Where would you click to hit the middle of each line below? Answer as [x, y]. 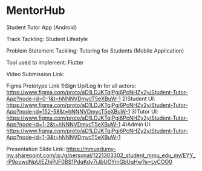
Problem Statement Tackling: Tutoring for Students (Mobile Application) [95, 50]
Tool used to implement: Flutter [45, 62]
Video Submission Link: [35, 74]
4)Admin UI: [137, 124]
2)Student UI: [138, 98]
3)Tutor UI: [145, 111]
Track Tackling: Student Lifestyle [47, 39]
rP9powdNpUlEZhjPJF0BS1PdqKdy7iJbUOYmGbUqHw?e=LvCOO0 [89, 161]
